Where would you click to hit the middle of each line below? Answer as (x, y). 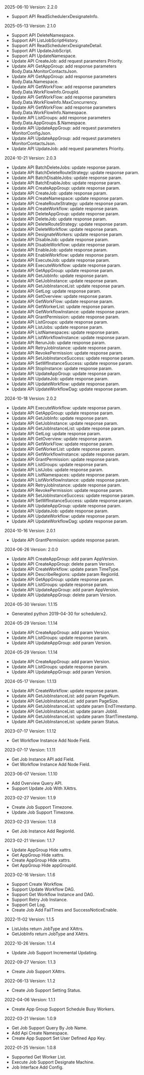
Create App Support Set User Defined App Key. (58, 1038)
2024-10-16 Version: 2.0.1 (30, 530)
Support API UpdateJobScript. (42, 51)
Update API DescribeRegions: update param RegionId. (65, 574)
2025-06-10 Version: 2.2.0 (31, 7)
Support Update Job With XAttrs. (44, 788)
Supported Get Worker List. (39, 1057)
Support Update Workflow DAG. (43, 889)
